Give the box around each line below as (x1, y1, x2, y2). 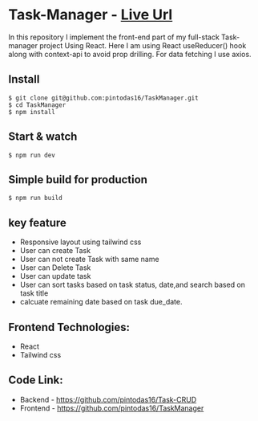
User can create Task (19, 246, 91, 255)
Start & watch (8, 130, 78, 144)
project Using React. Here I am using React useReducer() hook (39, 40, 247, 50)
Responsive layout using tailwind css (19, 237, 142, 247)
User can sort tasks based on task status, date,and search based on (19, 280, 246, 290)
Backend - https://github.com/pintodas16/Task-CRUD (19, 394, 197, 404)
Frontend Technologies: (8, 320, 131, 334)
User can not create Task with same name (19, 255, 159, 264)
